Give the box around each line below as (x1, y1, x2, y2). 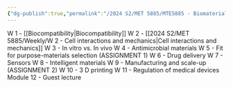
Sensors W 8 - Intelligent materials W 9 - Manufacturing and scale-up (7, 58, 207, 66)
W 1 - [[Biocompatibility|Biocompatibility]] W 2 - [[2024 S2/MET (7, 29, 190, 37)
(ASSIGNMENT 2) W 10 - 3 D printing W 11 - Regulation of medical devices (7, 66, 220, 74)
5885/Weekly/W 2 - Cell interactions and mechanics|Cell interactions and (7, 36, 217, 45)
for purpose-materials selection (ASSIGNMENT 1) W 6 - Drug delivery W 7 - (7, 51, 223, 59)
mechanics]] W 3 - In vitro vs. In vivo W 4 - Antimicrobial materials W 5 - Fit (7, 43, 223, 52)
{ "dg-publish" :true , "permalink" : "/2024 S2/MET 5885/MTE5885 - (7, 10, 191, 17)
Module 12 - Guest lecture (7, 73, 82, 81)
